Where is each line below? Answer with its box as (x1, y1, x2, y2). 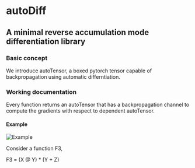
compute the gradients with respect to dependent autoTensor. (6, 107, 155, 114)
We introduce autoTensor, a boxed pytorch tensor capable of (6, 67, 152, 74)
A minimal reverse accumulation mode (6, 27, 149, 37)
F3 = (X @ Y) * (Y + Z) (6, 156, 60, 163)
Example (6, 121, 28, 128)
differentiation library (6, 36, 86, 46)
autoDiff (6, 4, 47, 17)
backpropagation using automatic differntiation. (6, 73, 121, 80)
